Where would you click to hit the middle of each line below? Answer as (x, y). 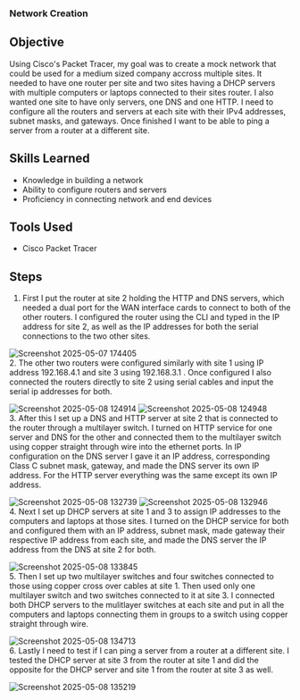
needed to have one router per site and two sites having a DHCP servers (142, 82)
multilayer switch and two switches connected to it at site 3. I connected (142, 595)
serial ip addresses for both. (61, 392)
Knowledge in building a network (83, 180)
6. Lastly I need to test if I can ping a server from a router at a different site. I (150, 651)
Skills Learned (50, 159)
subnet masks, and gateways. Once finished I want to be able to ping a (139, 121)
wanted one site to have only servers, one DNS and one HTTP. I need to (142, 102)
